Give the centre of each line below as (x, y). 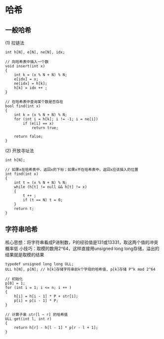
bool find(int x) (23, 106)
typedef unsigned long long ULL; (40, 264)
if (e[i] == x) (39, 123)
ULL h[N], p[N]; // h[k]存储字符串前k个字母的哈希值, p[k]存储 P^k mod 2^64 (80, 269)
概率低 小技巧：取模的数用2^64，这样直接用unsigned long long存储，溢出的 (82, 248)
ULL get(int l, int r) (28, 319)
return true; (45, 128)
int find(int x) (22, 174)
